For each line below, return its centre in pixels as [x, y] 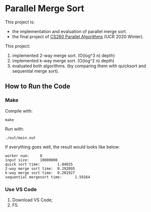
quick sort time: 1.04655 [39, 164]
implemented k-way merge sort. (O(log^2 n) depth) [63, 60]
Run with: [15, 129]
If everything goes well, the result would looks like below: [63, 147]
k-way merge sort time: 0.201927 [40, 173]
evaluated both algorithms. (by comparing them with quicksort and [79, 66]
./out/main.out [20, 138]
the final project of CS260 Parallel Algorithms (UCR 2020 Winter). [78, 37]
